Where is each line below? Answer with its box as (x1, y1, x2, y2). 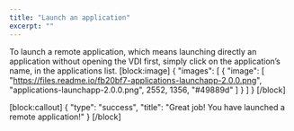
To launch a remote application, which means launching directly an (9, 46, 257, 57)
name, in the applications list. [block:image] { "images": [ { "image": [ (9, 65, 265, 76)
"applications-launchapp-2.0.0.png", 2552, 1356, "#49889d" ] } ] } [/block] (9, 84, 286, 95)
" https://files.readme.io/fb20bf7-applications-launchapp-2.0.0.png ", (9, 74, 263, 85)
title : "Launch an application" (9, 13, 130, 22)
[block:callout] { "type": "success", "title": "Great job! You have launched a (9, 101, 286, 112)
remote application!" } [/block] (9, 111, 121, 122)
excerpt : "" (9, 22, 54, 31)
